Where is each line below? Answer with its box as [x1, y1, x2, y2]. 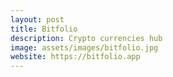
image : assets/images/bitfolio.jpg [10, 42, 159, 53]
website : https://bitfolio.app [10, 52, 141, 62]
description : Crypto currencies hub [10, 33, 163, 43]
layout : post [10, 14, 65, 25]
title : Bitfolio [10, 24, 78, 34]
